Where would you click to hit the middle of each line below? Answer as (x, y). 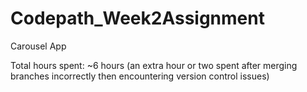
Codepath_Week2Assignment (137, 18)
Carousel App (38, 46)
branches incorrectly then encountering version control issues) (140, 76)
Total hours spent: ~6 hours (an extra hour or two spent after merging (154, 65)
